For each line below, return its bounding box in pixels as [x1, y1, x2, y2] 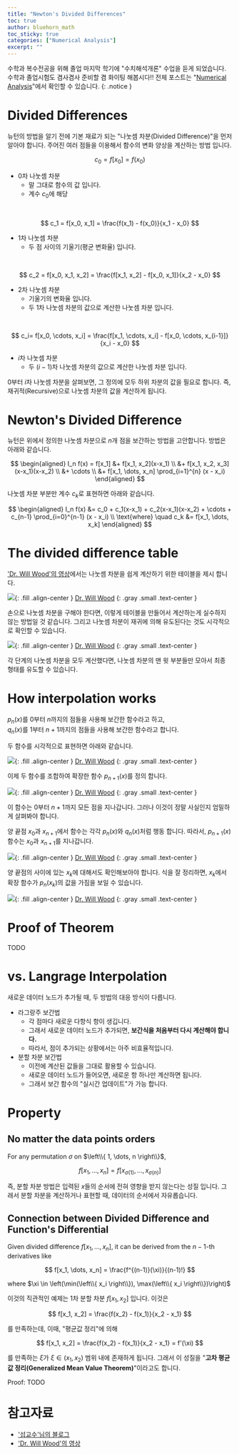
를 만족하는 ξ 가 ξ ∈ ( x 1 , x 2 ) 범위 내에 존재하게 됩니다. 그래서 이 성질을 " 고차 [7, 1353, 218, 1363]
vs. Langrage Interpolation [7, 968, 168, 984]
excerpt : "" [7, 44, 43, 51]
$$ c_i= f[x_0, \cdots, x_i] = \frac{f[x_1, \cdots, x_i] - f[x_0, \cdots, [11, 331, 203, 340]
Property [7, 1104, 62, 1121]
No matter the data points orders [7, 1133, 156, 1146]
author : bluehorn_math [7, 24, 75, 31]
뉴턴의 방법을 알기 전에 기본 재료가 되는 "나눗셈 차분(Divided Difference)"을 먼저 [7, 131, 233, 140]
